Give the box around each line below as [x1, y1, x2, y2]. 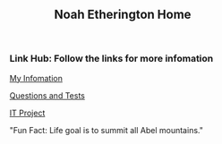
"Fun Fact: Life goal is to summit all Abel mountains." [9, 124, 203, 135]
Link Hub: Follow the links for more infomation [9, 53, 214, 65]
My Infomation [9, 72, 64, 83]
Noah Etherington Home [54, 7, 192, 22]
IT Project [9, 107, 46, 118]
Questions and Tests [9, 89, 86, 101]
